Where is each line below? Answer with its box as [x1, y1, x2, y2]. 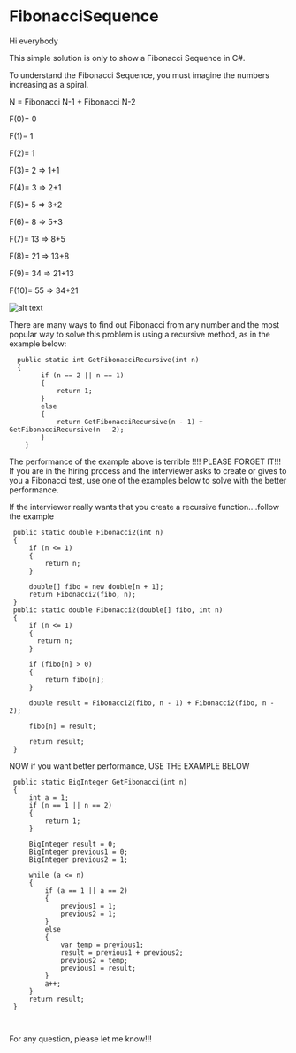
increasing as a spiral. [9, 79, 89, 89]
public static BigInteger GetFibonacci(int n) [12, 778, 188, 786]
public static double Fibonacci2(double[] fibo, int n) [12, 605, 224, 615]
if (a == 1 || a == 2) [44, 886, 128, 895]
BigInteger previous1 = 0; [28, 848, 128, 856]
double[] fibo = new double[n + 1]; [28, 582, 164, 591]
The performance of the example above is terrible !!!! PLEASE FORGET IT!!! [9, 456, 281, 467]
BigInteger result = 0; [28, 840, 117, 848]
